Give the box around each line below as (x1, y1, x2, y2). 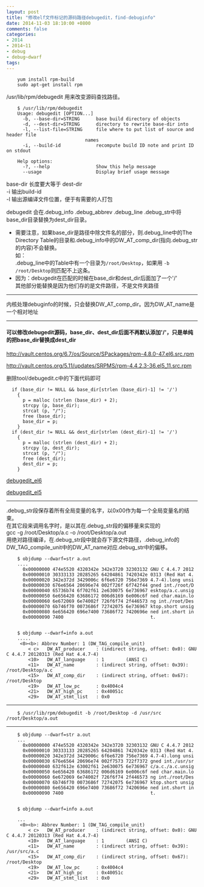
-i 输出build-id (6, 187, 42, 195)
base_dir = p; (22, 418, 59, 425)
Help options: (17, 158, 53, 164)
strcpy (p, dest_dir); (22, 445, 80, 451)
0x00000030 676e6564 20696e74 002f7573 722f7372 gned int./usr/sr (22, 758, 194, 764)
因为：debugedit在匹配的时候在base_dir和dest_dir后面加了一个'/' (15, 274, 178, 282)
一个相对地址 (6, 308, 38, 315)
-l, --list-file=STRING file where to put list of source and (22, 126, 194, 132)
